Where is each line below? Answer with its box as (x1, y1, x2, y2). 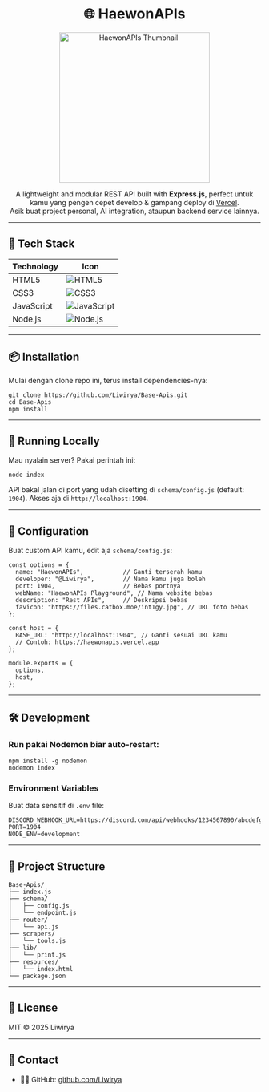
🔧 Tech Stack (8, 237, 75, 251)
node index (8, 471, 45, 479)
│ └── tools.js (8, 936, 66, 944)
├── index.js (8, 888, 52, 896)
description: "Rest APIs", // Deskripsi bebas (15, 597, 188, 605)
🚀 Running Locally (8, 434, 100, 447)
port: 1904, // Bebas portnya (15, 582, 181, 590)
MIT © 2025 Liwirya (8, 1022, 74, 1032)
